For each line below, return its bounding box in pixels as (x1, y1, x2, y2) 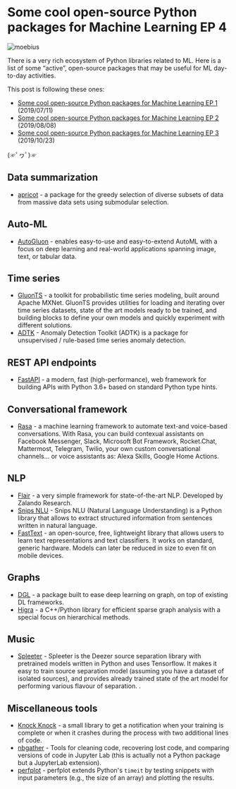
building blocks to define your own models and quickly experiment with (17, 313, 225, 322)
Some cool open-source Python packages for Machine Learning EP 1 (17, 98, 218, 107)
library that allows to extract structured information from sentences (17, 513, 213, 522)
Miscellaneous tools (7, 702, 98, 714)
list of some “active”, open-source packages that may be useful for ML (7, 64, 213, 72)
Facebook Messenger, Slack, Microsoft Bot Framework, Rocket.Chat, (17, 437, 217, 445)
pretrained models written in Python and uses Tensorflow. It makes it (17, 659, 217, 668)
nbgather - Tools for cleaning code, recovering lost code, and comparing (17, 744, 230, 752)
